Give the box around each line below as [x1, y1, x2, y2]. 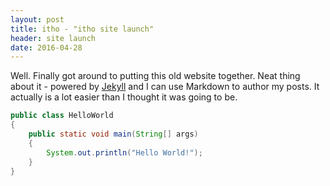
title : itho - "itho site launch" [10, 24, 155, 34]
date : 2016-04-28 [10, 42, 83, 53]
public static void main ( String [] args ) [28, 129, 199, 139]
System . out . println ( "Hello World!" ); [46, 147, 203, 158]
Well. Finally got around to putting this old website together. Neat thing [10, 70, 301, 82]
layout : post [10, 14, 65, 25]
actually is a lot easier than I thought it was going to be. [10, 91, 238, 103]
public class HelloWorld [10, 111, 114, 121]
